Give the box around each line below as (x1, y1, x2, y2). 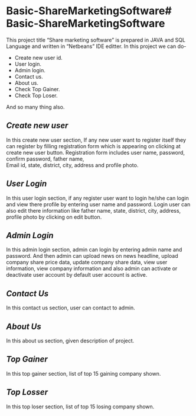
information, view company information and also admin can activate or (6, 265, 178, 272)
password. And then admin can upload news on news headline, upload (6, 252, 178, 260)
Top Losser (6, 387, 48, 398)
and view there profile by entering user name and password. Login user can (6, 200, 191, 208)
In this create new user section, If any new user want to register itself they (6, 136, 187, 143)
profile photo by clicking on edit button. (6, 213, 102, 220)
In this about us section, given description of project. (6, 337, 135, 344)
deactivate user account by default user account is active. (6, 271, 148, 279)
